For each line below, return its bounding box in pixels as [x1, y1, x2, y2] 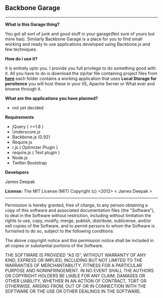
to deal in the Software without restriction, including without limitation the [5, 212, 151, 218]
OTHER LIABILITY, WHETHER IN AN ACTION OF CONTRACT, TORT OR [5, 278, 147, 284]
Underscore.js [12, 129, 41, 134]
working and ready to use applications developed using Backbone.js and [5, 41, 150, 47]
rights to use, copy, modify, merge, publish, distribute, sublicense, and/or [5, 218, 151, 223]
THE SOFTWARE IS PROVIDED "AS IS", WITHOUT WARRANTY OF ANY [5, 252, 147, 258]
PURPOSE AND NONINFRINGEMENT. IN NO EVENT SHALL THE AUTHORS [5, 267, 154, 273]
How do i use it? [5, 56, 38, 61]
